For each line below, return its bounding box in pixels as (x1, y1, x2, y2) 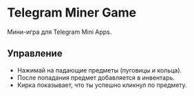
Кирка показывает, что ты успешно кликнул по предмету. (17, 81, 187, 89)
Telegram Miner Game (7, 5, 136, 21)
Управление (7, 48, 63, 59)
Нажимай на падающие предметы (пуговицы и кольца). (17, 66, 182, 74)
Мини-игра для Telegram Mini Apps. (7, 28, 112, 36)
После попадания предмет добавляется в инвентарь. (17, 73, 175, 81)
